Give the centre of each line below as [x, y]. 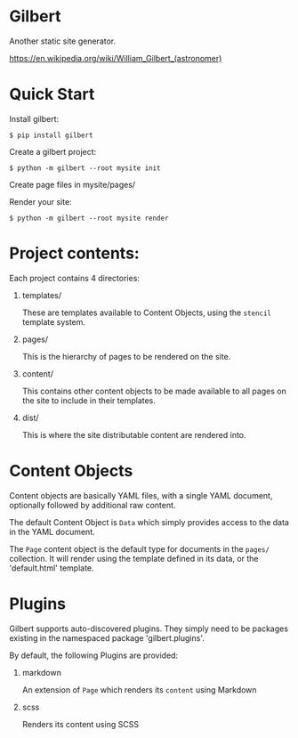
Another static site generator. [63, 41]
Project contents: [74, 253]
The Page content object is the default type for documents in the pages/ [139, 548]
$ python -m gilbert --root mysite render [89, 218]
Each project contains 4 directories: [75, 278]
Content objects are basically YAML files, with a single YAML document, [141, 495]
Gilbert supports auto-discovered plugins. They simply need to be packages [149, 629]
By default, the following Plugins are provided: [94, 655]
